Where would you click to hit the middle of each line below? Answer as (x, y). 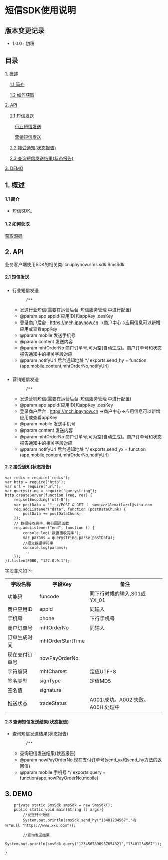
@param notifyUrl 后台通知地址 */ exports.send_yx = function (83, 449)
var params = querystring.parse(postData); (69, 537)
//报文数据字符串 (38, 543)
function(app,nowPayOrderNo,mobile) (59, 778)
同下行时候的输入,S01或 (118, 593)
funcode (49, 596)
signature (51, 690)
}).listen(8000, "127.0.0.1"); (38, 561)
